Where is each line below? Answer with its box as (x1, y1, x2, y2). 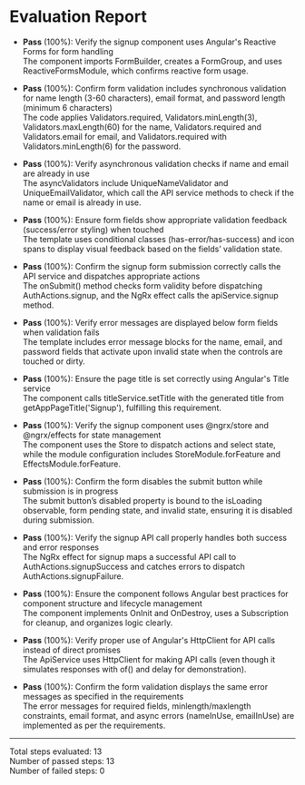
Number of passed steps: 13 (9, 755, 115, 766)
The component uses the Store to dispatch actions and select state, (22, 438, 277, 450)
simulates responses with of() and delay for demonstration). (22, 663, 247, 674)
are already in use (22, 168, 91, 179)
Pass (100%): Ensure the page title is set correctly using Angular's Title (22, 373, 290, 384)
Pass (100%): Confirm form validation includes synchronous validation (22, 83, 287, 93)
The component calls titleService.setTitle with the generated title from (22, 392, 284, 403)
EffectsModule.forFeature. (22, 458, 121, 469)
